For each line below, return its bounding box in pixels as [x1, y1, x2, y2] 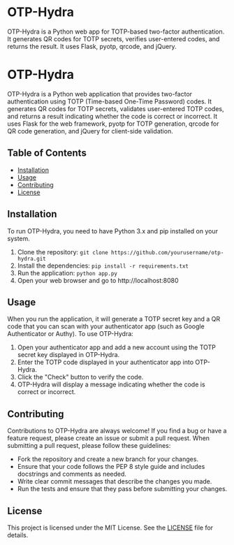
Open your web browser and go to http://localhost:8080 [17, 276, 180, 284]
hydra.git [17, 255, 47, 262]
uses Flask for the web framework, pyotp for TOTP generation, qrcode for [7, 119, 219, 128]
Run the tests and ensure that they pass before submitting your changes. [17, 485, 228, 493]
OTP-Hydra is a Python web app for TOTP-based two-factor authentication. [7, 27, 225, 36]
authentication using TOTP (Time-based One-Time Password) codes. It [7, 97, 212, 106]
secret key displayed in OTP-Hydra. [17, 351, 120, 359]
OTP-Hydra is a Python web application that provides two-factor [7, 89, 193, 98]
